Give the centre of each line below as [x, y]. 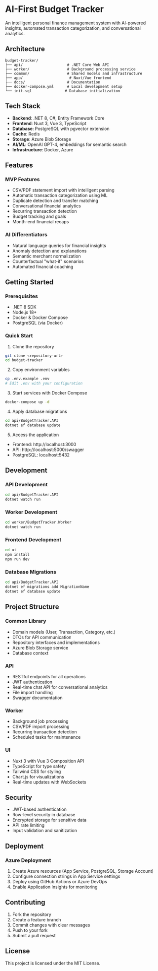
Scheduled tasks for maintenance [46, 737]
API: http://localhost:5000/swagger [48, 450]
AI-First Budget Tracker [55, 9]
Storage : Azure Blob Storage [42, 139]
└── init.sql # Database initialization [63, 91]
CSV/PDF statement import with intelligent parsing [63, 190]
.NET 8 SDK [24, 307]
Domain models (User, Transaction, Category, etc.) [64, 632]
